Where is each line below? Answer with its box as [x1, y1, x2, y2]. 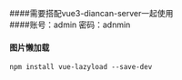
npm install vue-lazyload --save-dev [9, 63, 153, 72]
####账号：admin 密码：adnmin [9, 19, 131, 30]
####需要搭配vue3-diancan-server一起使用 [9, 8, 174, 18]
